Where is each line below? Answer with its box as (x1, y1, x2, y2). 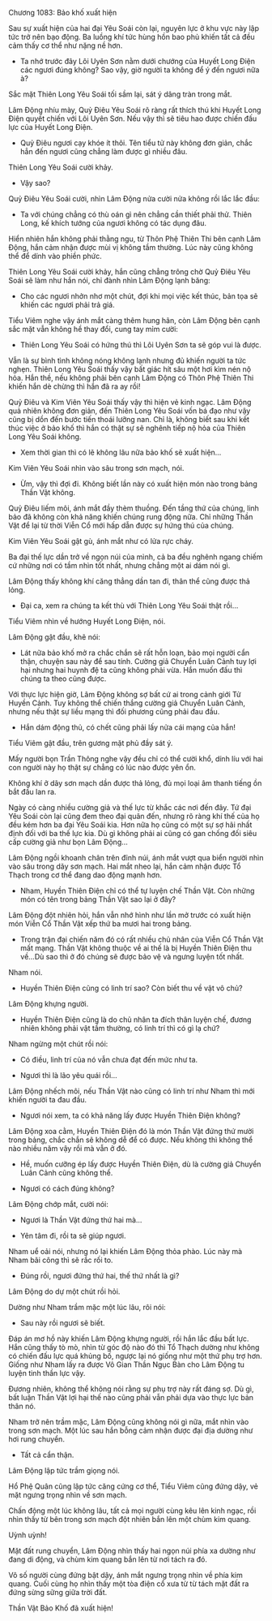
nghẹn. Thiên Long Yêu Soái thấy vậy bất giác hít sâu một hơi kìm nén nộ (8, 364, 252, 373)
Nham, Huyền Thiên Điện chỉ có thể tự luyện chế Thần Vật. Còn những (19, 886, 255, 895)
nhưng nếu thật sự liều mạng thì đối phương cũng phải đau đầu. (8, 707, 220, 716)
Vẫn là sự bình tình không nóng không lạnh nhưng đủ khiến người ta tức (8, 356, 247, 365)
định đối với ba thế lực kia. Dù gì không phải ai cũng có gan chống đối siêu (8, 829, 257, 838)
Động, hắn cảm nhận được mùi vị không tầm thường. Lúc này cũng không (8, 243, 253, 252)
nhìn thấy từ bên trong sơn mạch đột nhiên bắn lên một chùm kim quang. (8, 1515, 251, 1524)
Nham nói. (8, 968, 43, 977)
